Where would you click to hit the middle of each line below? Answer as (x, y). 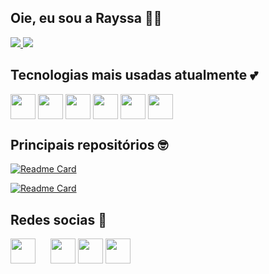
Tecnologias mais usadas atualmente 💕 (134, 75)
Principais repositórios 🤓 (89, 145)
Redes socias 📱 (58, 219)
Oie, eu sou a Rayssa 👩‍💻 (86, 18)
